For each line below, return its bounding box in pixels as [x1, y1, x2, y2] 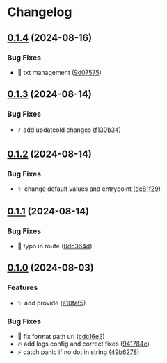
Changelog [7, 4, 72, 20]
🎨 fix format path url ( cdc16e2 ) [17, 332, 106, 340]
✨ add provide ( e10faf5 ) [17, 298, 86, 307]
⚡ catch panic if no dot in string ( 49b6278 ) [17, 348, 140, 356]
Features [7, 282, 38, 292]
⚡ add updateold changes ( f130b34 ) [17, 126, 122, 134]
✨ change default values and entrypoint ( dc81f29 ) [17, 185, 161, 193]
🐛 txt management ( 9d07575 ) [17, 68, 102, 76]
